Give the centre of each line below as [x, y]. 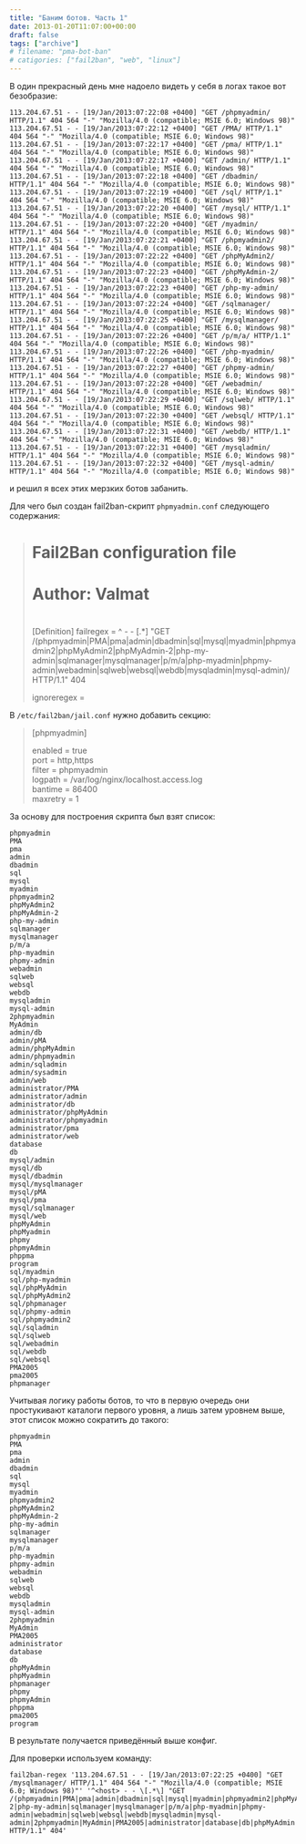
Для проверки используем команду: [81, 1758]
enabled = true [60, 750]
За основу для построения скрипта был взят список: [112, 816]
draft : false [34, 35]
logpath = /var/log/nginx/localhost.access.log [117, 779]
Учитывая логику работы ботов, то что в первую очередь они [129, 1400]
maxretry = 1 [55, 798]
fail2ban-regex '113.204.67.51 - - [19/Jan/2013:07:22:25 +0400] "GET [146, 1775]
